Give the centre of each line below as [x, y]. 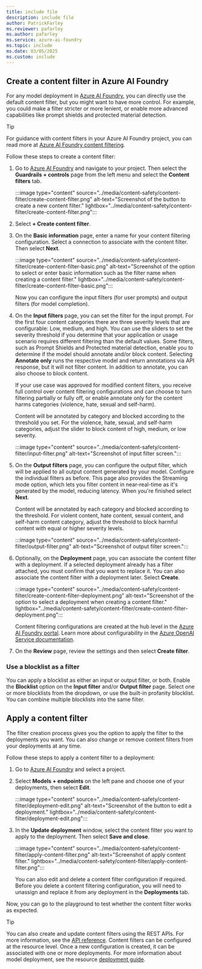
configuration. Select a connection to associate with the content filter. [101, 242]
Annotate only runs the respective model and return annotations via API [105, 361]
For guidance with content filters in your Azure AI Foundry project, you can [99, 138]
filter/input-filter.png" [41, 453]
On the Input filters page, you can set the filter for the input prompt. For [104, 316]
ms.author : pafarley [32, 34]
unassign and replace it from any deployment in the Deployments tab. [102, 892]
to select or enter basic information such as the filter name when [95, 273]
